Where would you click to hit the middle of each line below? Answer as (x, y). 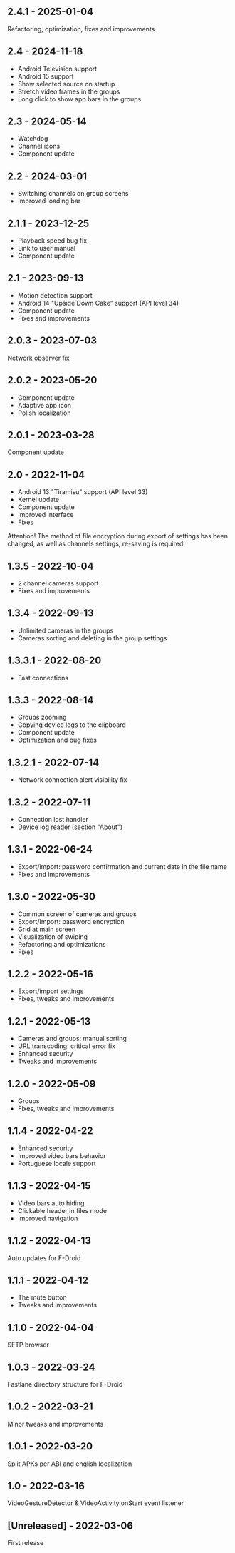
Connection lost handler (53, 819)
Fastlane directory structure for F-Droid (65, 1384)
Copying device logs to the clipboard (72, 725)
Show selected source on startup (66, 84)
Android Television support (57, 69)
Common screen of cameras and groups (77, 914)
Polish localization (44, 413)
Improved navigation (48, 1218)
